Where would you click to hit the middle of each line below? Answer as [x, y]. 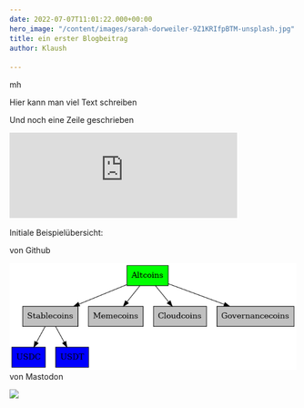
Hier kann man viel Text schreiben [73, 102]
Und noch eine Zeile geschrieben [72, 120]
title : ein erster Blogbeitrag [69, 38]
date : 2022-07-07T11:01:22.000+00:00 [81, 19]
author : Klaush [38, 48]
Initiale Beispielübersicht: [56, 233]
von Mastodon [36, 377]
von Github [30, 250]
